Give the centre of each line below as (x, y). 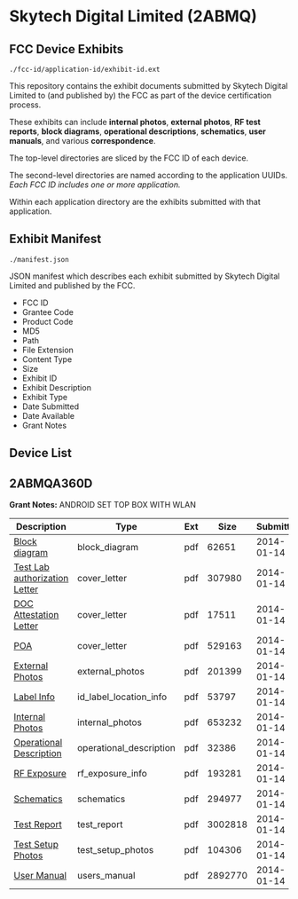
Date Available (48, 415)
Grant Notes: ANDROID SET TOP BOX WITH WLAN (103, 505)
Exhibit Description (56, 387)
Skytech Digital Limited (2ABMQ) (133, 16)
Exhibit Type (45, 397)
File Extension (47, 350)
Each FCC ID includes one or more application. (95, 185)
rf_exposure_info (112, 774)
